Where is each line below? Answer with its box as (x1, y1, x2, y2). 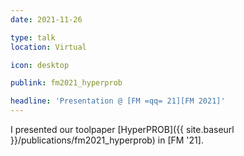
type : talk (10, 32, 56, 43)
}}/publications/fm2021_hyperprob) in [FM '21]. (10, 134, 204, 146)
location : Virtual (10, 42, 87, 52)
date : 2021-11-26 (10, 14, 83, 25)
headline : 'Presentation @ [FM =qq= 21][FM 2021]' (10, 96, 226, 106)
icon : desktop (10, 60, 70, 70)
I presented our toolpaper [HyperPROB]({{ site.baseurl (10, 124, 235, 135)
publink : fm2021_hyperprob (10, 78, 123, 88)
